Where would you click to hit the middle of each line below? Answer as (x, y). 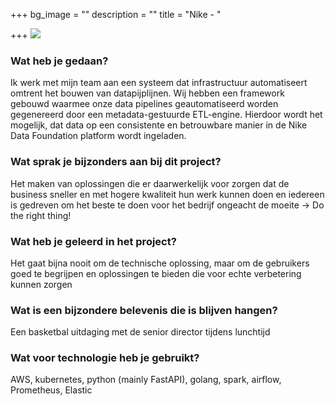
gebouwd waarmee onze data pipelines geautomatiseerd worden (144, 104)
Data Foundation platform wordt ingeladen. (98, 136)
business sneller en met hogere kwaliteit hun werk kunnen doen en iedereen (167, 194)
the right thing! (41, 215)
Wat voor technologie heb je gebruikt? (105, 358)
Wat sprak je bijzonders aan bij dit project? (116, 162)
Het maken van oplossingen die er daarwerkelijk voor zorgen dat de (150, 183)
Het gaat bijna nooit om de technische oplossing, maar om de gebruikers (160, 263)
